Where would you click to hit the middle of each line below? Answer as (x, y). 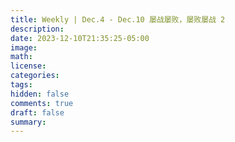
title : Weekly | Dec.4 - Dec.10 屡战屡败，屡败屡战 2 (118, 19)
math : (21, 57)
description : (37, 29)
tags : (21, 85)
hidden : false (40, 94)
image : (24, 47)
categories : (35, 76)
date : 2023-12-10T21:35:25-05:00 (80, 38)
